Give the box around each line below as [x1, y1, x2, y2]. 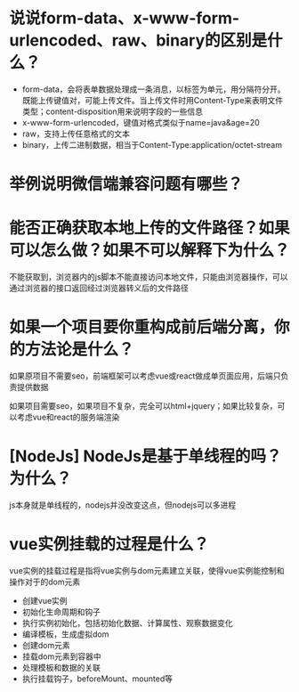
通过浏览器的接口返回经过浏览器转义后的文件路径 [9, 282, 189, 294]
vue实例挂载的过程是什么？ [9, 534, 209, 555]
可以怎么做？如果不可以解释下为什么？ [9, 240, 291, 261]
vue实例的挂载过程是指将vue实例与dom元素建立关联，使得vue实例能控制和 [9, 565, 285, 575]
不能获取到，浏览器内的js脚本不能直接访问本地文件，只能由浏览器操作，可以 [9, 272, 288, 282]
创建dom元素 [21, 639, 71, 650]
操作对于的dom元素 [9, 576, 81, 587]
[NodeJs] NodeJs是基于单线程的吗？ [9, 446, 282, 467]
